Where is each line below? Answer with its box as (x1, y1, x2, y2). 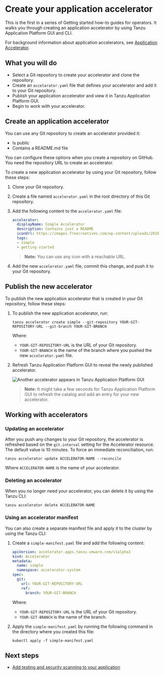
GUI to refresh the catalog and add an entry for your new (24, 391, 140, 397)
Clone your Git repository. (12, 184, 65, 189)
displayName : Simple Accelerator (17, 222, 85, 227)
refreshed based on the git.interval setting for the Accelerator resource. (5, 442, 155, 447)
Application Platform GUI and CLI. (5, 30, 73, 36)
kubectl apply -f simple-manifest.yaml (12, 638, 94, 643)
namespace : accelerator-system (17, 568, 81, 573)
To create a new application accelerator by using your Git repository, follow (5, 169, 157, 175)
